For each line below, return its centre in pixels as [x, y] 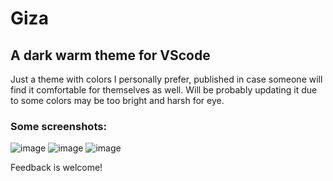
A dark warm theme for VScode [110, 55]
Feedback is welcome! [56, 168]
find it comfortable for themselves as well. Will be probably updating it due [164, 90]
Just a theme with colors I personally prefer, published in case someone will [166, 79]
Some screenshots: [58, 126]
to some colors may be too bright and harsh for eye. [117, 100]
